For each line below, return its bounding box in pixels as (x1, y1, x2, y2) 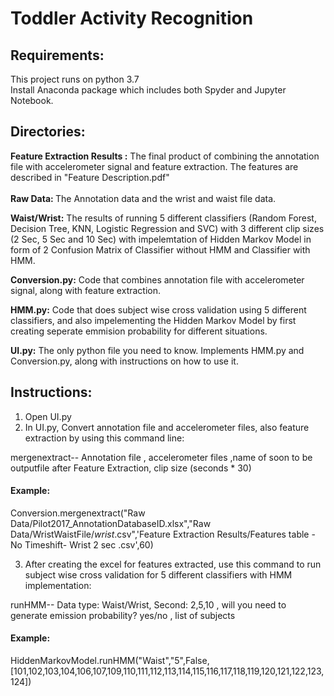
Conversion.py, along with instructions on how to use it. (10, 355, 239, 367)
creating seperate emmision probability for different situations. (10, 325, 268, 337)
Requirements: (10, 47, 105, 64)
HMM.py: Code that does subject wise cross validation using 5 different (10, 303, 307, 316)
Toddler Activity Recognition (10, 7, 254, 30)
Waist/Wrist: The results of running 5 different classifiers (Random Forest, (10, 212, 317, 224)
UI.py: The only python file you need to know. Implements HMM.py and (10, 344, 305, 356)
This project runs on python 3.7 (10, 73, 140, 85)
